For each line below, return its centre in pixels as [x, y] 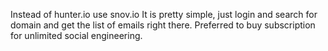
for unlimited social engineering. [76, 35]
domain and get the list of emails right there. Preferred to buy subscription [163, 25]
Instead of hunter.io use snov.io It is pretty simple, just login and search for [164, 14]
